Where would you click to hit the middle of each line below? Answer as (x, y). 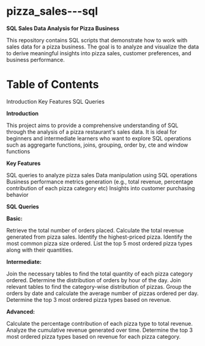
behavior (17, 194)
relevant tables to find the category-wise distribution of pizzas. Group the (99, 286)
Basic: (14, 218)
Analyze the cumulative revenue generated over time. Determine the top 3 (99, 330)
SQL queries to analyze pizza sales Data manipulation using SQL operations (102, 175)
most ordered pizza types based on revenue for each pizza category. (94, 336)
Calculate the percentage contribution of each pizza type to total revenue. (99, 323)
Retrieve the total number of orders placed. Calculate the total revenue (95, 230)
